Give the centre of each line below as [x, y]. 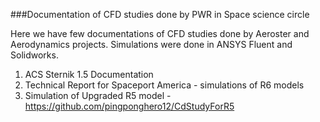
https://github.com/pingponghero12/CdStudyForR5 [129, 106]
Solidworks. [34, 55]
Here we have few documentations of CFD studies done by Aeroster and [160, 33]
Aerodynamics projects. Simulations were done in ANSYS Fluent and [151, 44]
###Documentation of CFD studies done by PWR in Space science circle [160, 14]
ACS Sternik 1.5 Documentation [89, 74]
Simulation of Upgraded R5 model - [98, 95]
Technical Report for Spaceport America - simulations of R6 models [164, 85]
